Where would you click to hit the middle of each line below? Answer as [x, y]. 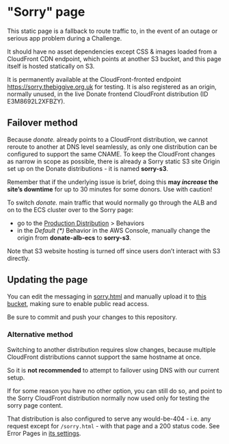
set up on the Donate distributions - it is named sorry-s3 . [88, 168]
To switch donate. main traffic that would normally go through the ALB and [112, 202]
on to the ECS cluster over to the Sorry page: [70, 209]
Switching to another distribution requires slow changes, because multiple [111, 349]
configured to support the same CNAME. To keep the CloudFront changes [111, 154]
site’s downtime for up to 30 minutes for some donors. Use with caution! [110, 189]
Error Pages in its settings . [44, 433]
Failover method [42, 123]
